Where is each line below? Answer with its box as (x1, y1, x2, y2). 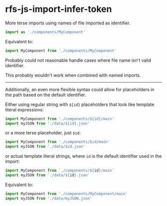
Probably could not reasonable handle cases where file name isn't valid (5, 57, 152, 63)
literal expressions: (5, 106, 44, 112)
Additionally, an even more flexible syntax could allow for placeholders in (5, 86, 155, 93)
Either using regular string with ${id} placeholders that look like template (5, 101, 155, 107)
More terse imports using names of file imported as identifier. (5, 20, 131, 26)
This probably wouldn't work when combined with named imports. (5, 72, 141, 78)
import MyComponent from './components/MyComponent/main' (5, 191, 128, 196)
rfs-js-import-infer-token (5, 3, 112, 15)
